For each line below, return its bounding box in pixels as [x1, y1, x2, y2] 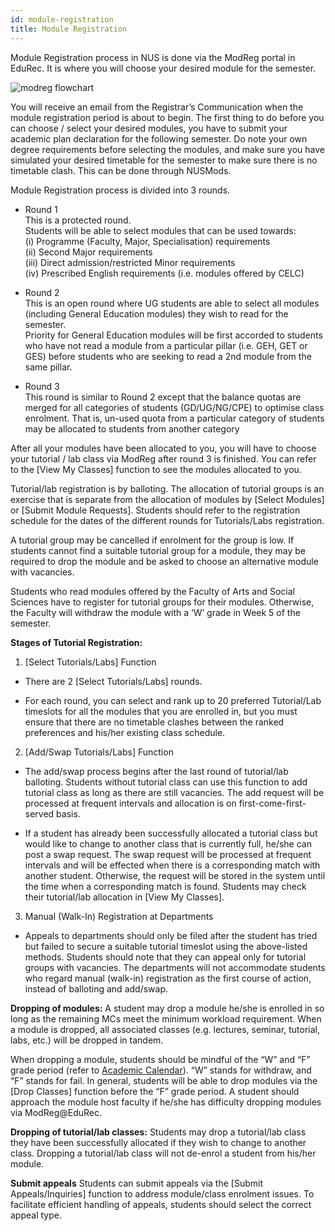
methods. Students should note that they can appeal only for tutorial [24, 951, 307, 963]
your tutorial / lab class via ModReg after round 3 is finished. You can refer [10, 452, 317, 465]
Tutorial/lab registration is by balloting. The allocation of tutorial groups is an [10, 482, 325, 495]
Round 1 [24, 203, 58, 215]
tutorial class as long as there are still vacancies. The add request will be [24, 786, 325, 798]
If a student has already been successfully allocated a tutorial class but [24, 827, 318, 839]
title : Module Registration [10, 24, 128, 34]
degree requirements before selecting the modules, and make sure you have [10, 143, 325, 155]
